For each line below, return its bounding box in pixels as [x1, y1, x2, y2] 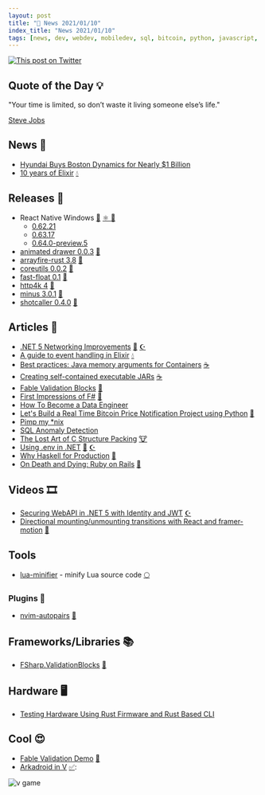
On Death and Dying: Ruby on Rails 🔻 [19, 459, 142, 468]
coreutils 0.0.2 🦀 [19, 264, 74, 273]
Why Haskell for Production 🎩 [19, 451, 117, 460]
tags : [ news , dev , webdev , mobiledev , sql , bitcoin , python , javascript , [8, 33, 259, 42]
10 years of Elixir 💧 [19, 168, 80, 178]
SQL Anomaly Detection [19, 425, 99, 435]
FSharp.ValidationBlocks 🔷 [19, 660, 107, 670]
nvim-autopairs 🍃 [19, 611, 77, 621]
